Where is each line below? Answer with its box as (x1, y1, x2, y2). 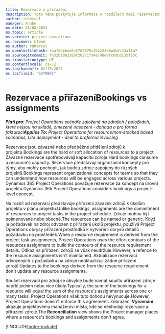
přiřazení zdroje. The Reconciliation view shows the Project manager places (5, 308, 159, 314)
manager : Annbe (5, 21, 37, 26)
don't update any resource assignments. (5, 268, 87, 274)
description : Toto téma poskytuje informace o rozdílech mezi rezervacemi (5, 12, 162, 17)
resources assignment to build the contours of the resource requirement (5, 242, 151, 248)
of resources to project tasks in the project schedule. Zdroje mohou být (5, 210, 149, 216)
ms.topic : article (5, 30, 43, 35)
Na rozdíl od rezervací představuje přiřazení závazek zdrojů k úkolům (5, 200, 145, 206)
